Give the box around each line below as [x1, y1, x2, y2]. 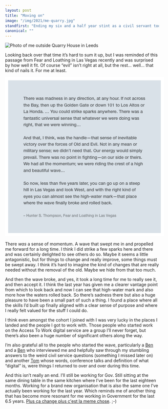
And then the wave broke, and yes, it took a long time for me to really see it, [5, 277, 157, 282]
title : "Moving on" [5, 13, 45, 18]
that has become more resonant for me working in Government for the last [5, 393, 155, 399]
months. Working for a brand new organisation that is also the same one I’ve [5, 383, 159, 388]
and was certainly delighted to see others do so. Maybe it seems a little [5, 252, 148, 258]
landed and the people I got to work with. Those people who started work [5, 323, 153, 328]
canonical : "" [5, 28, 34, 34]
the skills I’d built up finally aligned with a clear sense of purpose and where [5, 302, 158, 308]
